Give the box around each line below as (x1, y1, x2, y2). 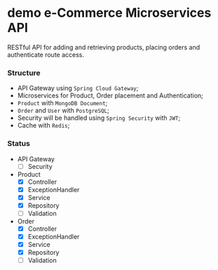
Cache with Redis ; (17, 121, 70, 130)
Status (7, 139, 30, 149)
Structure (7, 68, 41, 78)
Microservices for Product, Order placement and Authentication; (17, 91, 203, 100)
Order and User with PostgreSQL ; (17, 107, 110, 115)
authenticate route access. (7, 50, 85, 59)
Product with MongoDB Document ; (17, 99, 108, 107)
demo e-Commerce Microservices (7, 5, 212, 21)
